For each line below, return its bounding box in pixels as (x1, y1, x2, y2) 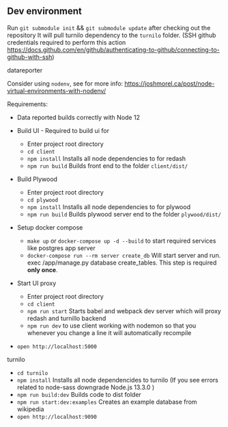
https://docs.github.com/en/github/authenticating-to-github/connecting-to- (7, 45, 220, 53)
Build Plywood (16, 175, 58, 183)
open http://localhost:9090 (16, 413, 97, 420)
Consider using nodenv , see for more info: (7, 79, 124, 88)
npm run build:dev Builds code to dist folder (16, 390, 141, 398)
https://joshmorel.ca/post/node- (124, 79, 215, 88)
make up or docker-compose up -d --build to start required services (27, 236, 216, 245)
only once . (27, 265, 58, 273)
